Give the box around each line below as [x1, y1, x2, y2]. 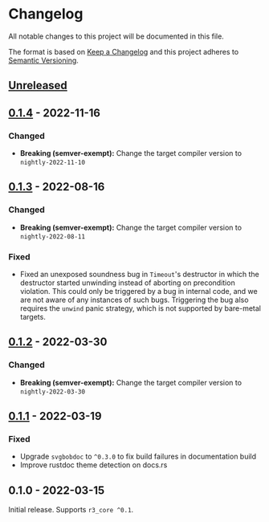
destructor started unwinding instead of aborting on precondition [19, 278, 235, 288]
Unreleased [8, 79, 68, 92]
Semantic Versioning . [8, 55, 79, 65]
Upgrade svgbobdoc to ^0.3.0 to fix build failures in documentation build [19, 451, 257, 462]
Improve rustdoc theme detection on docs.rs [19, 460, 168, 470]
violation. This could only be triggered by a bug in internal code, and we [19, 287, 259, 296]
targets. [19, 312, 46, 321]
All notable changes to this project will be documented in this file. [8, 31, 225, 41]
